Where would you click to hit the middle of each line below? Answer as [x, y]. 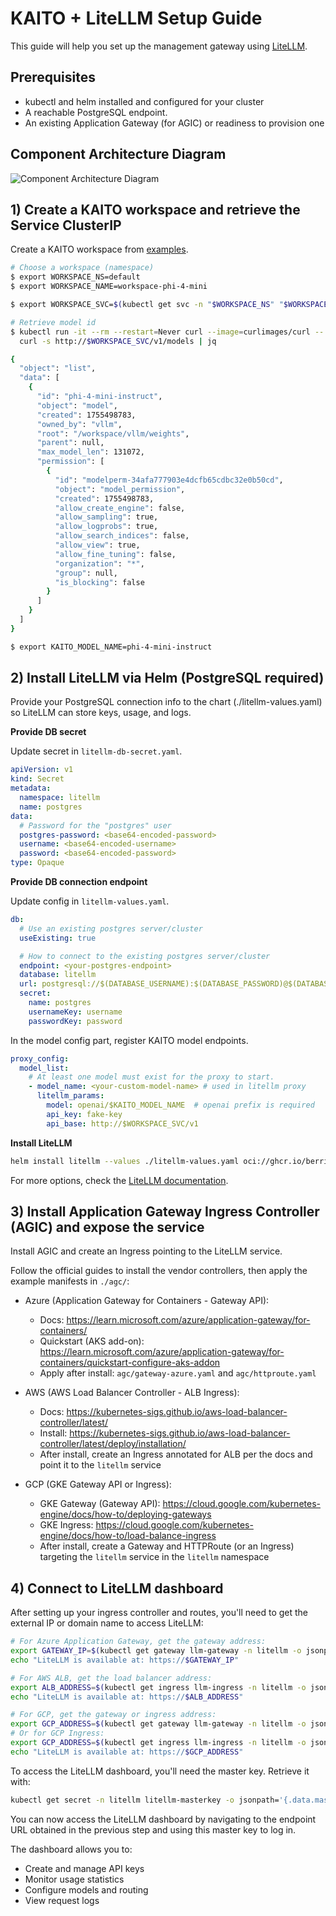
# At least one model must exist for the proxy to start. [151, 1077]
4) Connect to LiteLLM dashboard [117, 1588]
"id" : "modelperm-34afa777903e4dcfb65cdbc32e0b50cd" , [169, 480]
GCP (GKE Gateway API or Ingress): [98, 1484]
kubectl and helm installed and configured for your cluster [144, 101]
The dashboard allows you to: [71, 1849]
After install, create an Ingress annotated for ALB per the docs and [176, 1454]
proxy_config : [40, 1058]
